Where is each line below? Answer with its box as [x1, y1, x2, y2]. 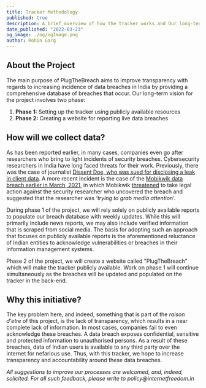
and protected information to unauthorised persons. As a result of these [6, 337, 188, 344]
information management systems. [6, 245, 94, 252]
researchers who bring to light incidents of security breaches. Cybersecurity [6, 155, 200, 163]
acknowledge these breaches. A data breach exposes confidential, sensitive [6, 330, 199, 338]
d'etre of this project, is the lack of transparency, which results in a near [6, 317, 188, 325]
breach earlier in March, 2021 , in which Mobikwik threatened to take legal [6, 181, 192, 188]
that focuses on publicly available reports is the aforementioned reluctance [6, 232, 196, 239]
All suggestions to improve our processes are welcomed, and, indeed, [6, 368, 183, 376]
